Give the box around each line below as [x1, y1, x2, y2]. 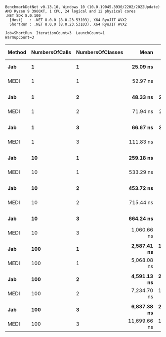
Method [7, 49, 27, 56]
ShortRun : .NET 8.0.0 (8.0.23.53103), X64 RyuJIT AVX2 [9, 22, 127, 27]
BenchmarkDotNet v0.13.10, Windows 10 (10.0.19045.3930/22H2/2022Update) [5, 4, 161, 9]
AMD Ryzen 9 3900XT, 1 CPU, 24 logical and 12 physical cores [5, 9, 136, 14]
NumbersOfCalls [31, 49, 72, 56]
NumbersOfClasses [76, 49, 124, 56]
